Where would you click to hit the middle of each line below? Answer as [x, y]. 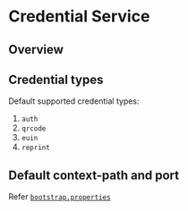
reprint [35, 148]
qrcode [34, 129]
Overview [36, 50]
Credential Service [79, 17]
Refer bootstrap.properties [60, 197]
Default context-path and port [94, 175]
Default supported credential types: [74, 101]
